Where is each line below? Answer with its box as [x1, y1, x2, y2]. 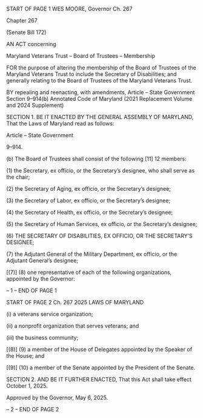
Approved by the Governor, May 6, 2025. [6, 394, 108, 401]
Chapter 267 [6, 17, 38, 24]
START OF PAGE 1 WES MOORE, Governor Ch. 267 [6, 5, 133, 12]
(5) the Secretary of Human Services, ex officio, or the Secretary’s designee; [6, 221, 198, 227]
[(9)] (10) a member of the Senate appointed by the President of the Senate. [6, 364, 196, 371]
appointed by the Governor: [6, 275, 76, 282]
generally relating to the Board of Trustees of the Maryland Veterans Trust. [6, 77, 193, 84]
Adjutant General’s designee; [6, 257, 79, 264]
